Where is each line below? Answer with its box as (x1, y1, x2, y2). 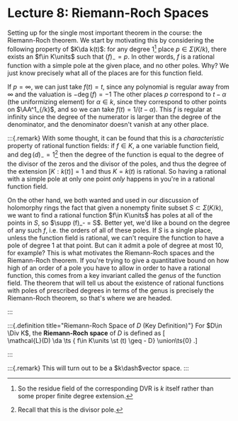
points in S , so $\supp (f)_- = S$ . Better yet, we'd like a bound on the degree (7, 218, 230, 227)
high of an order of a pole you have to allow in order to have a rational (7, 264, 211, 272)
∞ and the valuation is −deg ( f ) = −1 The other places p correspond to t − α (7, 90, 227, 99)
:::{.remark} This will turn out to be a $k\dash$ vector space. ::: (7, 364, 189, 372)
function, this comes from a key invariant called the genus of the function (7, 271, 222, 279)
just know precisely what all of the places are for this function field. (7, 69, 203, 77)
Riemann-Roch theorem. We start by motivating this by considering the (7, 35, 215, 44)
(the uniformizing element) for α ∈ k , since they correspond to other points (7, 98, 227, 106)
